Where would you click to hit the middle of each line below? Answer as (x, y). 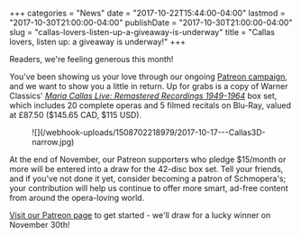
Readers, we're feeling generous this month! (91, 59)
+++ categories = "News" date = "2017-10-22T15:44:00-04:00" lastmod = (147, 13)
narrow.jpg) (53, 142)
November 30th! (40, 225)
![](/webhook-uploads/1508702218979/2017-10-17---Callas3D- (149, 132)
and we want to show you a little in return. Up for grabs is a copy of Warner (149, 86)
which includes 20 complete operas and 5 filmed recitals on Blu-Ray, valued (150, 105)
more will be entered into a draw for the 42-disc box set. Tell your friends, (146, 169)
